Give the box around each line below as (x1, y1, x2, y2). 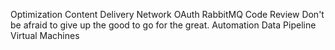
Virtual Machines (10, 30, 80, 41)
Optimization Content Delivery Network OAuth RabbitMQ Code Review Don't (10, 9, 325, 20)
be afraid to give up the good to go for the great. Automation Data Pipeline (10, 19, 317, 31)
